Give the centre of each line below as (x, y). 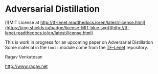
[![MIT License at (22, 22)
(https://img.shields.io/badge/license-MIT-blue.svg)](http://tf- (67, 27)
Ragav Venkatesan (24, 56)
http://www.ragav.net (26, 66)
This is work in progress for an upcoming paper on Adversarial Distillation (79, 42)
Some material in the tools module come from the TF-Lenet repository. (77, 47)
